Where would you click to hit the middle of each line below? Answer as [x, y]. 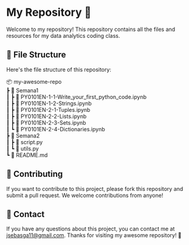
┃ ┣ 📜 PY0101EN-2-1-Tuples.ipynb [48, 109]
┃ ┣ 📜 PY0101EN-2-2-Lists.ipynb [46, 116]
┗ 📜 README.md [27, 155]
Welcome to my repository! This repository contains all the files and [91, 29]
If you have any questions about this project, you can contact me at [91, 229]
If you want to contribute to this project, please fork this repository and [95, 188]
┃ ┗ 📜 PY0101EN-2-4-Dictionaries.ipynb [56, 129]
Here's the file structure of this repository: [59, 69]
